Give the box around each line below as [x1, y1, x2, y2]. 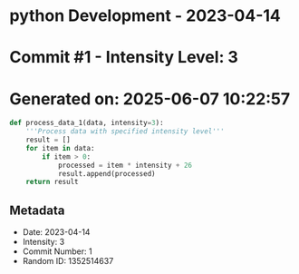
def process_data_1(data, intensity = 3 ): [9, 119, 165, 128]
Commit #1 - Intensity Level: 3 [9, 47, 238, 68]
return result [25, 178, 79, 187]
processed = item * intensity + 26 [57, 161, 193, 170]
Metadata [9, 202, 65, 218]
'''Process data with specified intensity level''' [25, 127, 225, 136]
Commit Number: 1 [22, 246, 92, 257]
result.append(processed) [57, 169, 156, 178]
